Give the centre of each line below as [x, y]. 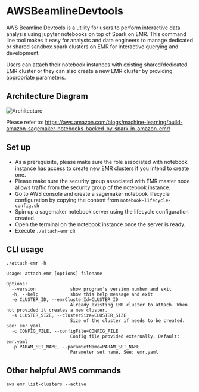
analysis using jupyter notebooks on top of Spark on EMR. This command [96, 34]
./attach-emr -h [26, 263]
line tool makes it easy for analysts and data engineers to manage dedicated [100, 40]
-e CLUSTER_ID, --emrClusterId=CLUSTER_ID [65, 300]
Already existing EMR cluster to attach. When [129, 305]
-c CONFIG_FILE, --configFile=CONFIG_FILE [65, 331]
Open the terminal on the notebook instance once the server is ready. [100, 224]
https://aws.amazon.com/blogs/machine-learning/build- [114, 122]
